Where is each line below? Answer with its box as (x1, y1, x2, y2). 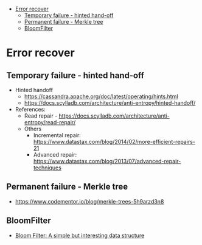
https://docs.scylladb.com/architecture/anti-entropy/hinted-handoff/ (24, 99, 196, 106)
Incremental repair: (33, 132, 81, 139)
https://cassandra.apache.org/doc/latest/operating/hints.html (24, 93, 178, 100)
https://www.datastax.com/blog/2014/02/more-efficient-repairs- (33, 138, 196, 145)
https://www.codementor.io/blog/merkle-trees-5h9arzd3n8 (15, 197, 164, 205)
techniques (33, 164, 62, 171)
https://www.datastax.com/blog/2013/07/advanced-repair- (33, 158, 181, 165)
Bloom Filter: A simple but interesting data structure (15, 232, 145, 239)
